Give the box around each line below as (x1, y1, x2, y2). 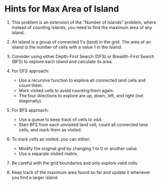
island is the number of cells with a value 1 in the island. (11, 44, 122, 50)
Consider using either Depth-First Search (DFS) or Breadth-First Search (11, 53, 155, 59)
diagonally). (18, 98, 43, 103)
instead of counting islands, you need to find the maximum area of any (11, 24, 153, 30)
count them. (18, 82, 43, 88)
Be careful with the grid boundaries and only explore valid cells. (11, 160, 139, 166)
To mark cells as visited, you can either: (11, 136, 91, 142)
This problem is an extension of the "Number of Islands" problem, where (11, 19, 157, 25)
